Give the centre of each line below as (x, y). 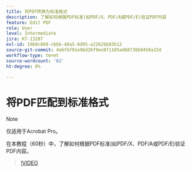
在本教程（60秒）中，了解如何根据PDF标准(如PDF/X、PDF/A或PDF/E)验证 (96, 144)
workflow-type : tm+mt (33, 55)
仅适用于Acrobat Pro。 (33, 131)
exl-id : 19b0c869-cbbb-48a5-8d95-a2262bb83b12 (64, 45)
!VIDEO (29, 163)
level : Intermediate (31, 34)
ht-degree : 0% (24, 66)
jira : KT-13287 (25, 39)
